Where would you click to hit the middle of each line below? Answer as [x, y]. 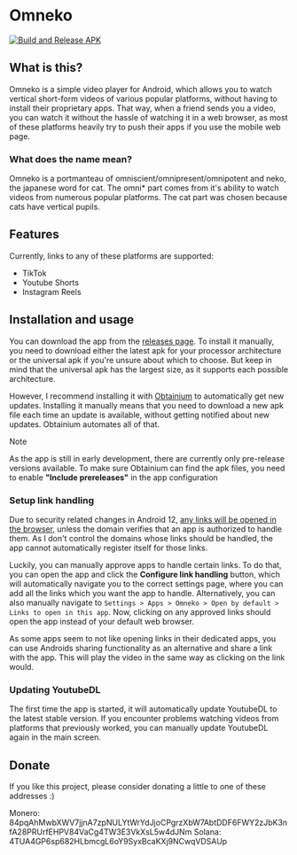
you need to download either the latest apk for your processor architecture [145, 350]
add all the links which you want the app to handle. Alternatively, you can [142, 593]
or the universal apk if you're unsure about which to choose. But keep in [141, 360]
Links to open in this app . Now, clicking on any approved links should [140, 611]
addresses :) [32, 796]
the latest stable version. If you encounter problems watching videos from [144, 719]
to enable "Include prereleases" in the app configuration [114, 477]
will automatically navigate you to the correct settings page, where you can [146, 583]
